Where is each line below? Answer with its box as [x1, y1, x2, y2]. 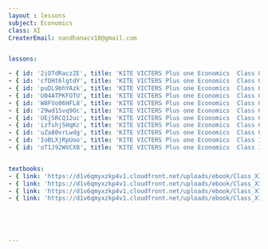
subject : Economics [8, 19, 73, 27]
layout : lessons [8, 11, 66, 20]
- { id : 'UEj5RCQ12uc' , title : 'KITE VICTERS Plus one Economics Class [8, 114, 255, 122]
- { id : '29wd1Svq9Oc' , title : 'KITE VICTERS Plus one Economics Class [8, 107, 255, 115]
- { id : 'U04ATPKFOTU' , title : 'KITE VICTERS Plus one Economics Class [8, 91, 255, 99]
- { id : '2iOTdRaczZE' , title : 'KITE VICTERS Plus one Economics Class [8, 69, 255, 78]
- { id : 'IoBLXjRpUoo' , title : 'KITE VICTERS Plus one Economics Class [8, 136, 255, 144]
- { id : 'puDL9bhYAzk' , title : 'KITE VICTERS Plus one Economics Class [8, 84, 255, 92]
